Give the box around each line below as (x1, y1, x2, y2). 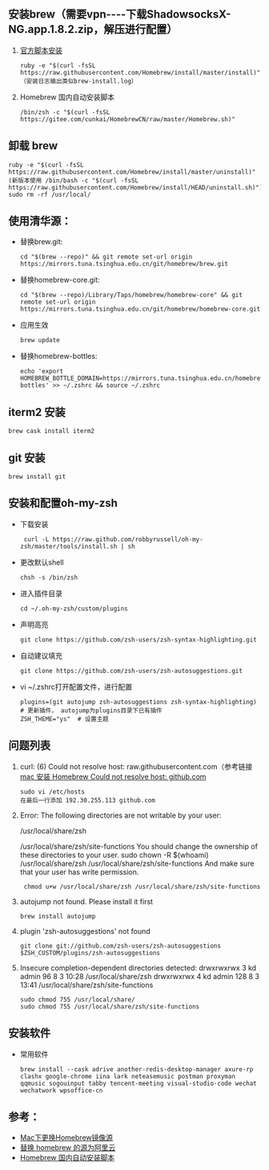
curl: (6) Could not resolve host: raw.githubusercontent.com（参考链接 (19, 761, 253, 771)
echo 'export (19, 368, 64, 376)
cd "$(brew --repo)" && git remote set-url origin (19, 253, 193, 261)
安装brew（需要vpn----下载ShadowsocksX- (8, 7, 231, 22)
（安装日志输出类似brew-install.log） (19, 77, 138, 85)
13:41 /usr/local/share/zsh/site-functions (19, 980, 154, 989)
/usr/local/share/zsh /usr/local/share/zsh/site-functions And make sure (19, 858, 255, 868)
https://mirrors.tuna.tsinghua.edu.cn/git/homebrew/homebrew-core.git (19, 305, 261, 313)
